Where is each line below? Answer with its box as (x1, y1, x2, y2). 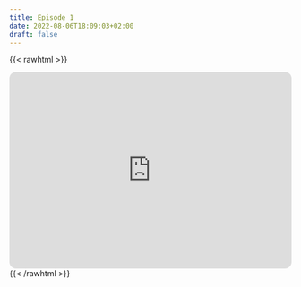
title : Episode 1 (9, 13, 74, 22)
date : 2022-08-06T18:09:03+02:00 (9, 21, 134, 30)
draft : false (9, 30, 58, 38)
